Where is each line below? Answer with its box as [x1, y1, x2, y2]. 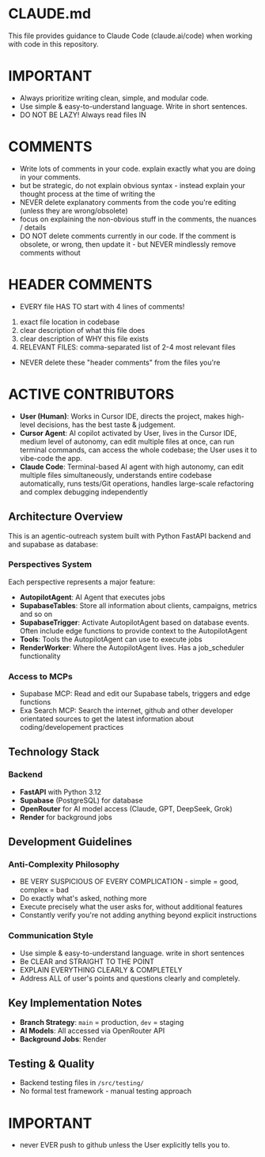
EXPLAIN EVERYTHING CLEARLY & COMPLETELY [19, 965, 183, 974]
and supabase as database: [8, 539, 99, 549]
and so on [19, 609, 53, 618]
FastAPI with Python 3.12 [19, 787, 101, 796]
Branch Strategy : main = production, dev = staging [19, 1017, 184, 1027]
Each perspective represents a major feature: [8, 577, 156, 586]
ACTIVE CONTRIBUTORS [8, 385, 175, 403]
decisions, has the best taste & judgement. [36, 420, 176, 429]
